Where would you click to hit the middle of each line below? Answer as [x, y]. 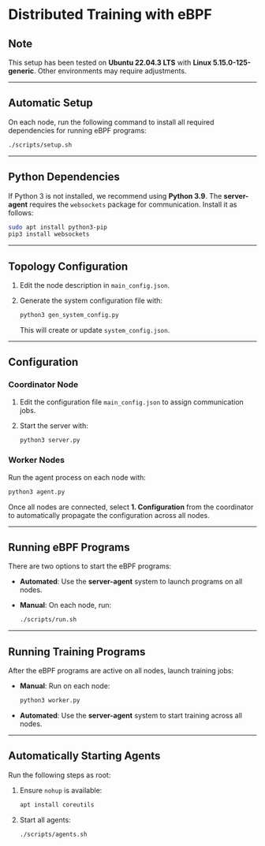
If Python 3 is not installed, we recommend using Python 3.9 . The [115, 196]
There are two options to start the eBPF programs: [90, 566]
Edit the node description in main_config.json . [95, 285]
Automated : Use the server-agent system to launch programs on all [131, 582]
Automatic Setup [50, 103]
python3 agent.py [37, 492]
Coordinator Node [43, 385]
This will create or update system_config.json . [95, 330]
